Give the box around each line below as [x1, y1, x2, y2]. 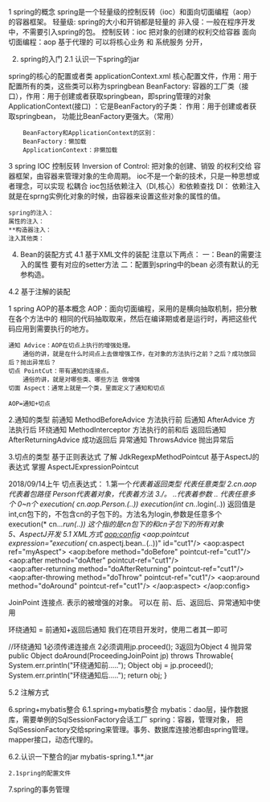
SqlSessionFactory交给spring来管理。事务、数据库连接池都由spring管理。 [8, 725, 253, 734]
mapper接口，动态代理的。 [8, 734, 98, 744]
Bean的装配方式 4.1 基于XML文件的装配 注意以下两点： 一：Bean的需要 [19, 250, 255, 259]
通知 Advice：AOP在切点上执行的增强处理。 [8, 342, 134, 350]
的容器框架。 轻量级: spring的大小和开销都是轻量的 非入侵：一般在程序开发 [8, 17, 256, 27]
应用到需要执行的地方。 [14, 324, 93, 333]
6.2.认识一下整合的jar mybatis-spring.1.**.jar [8, 752, 154, 761]
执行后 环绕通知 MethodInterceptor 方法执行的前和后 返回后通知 [14, 425, 227, 434]
